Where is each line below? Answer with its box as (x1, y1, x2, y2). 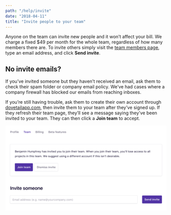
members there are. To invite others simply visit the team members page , (5, 44, 160, 51)
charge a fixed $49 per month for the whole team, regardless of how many (5, 39, 163, 45)
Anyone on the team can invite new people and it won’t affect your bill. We (5, 34, 162, 40)
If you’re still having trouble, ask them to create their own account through (5, 99, 162, 105)
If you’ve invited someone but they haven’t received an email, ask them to (5, 78, 161, 84)
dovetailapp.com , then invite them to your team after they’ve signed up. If (5, 105, 160, 111)
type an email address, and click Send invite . (5, 50, 101, 56)
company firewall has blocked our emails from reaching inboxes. (5, 89, 142, 95)
